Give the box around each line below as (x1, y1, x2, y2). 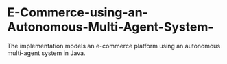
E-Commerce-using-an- (7, 5, 149, 20)
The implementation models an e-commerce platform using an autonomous (7, 42, 221, 50)
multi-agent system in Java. (7, 49, 86, 57)
